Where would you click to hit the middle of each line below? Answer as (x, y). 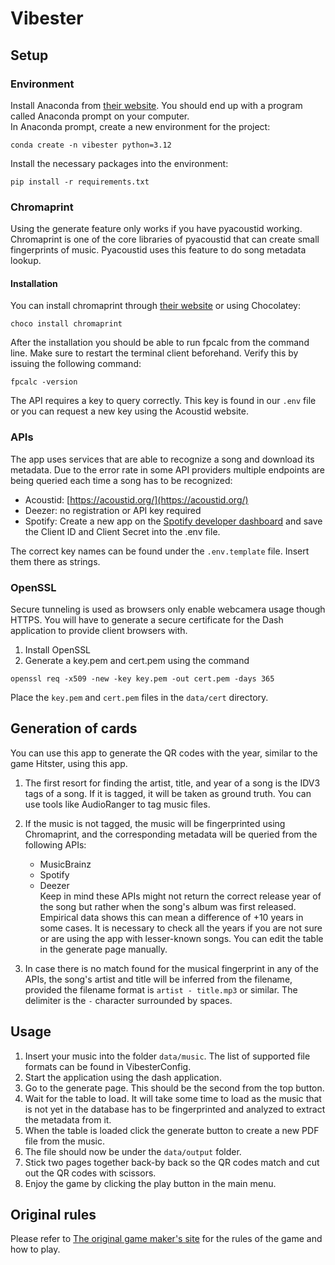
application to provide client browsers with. (99, 630)
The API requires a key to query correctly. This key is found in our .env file (163, 401)
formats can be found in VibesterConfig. (108, 1066)
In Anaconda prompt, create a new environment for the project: (140, 126)
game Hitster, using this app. (69, 763)
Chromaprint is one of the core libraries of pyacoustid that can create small (165, 239)
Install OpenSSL (58, 649)
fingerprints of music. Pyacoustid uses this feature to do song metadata (158, 250)
